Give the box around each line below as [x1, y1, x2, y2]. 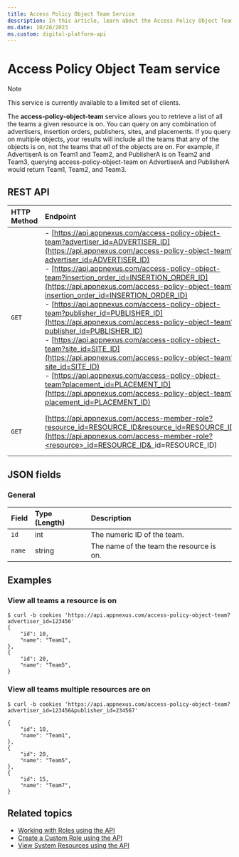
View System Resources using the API [17, 841, 129, 850]
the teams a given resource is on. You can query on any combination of [7, 120, 217, 128]
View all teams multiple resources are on [7, 684, 151, 694]
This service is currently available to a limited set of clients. [7, 98, 181, 107]
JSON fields [7, 468, 62, 481]
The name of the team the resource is [90, 541, 217, 551]
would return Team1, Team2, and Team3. [7, 165, 127, 174]
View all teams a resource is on [7, 596, 117, 605]
